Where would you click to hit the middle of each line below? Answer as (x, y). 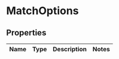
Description (70, 49)
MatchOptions (42, 11)
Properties (26, 33)
